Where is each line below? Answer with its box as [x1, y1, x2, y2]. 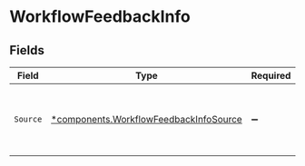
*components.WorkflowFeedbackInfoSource [51, 113, 242, 125]
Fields [9, 43, 45, 58]
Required [251, 70, 291, 82]
